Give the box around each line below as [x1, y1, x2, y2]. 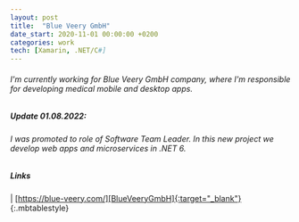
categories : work [10, 37, 75, 47]
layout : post [10, 12, 59, 22]
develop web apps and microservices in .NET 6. [10, 143, 187, 153]
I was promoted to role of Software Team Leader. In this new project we [10, 133, 275, 144]
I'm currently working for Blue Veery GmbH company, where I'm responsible [10, 73, 291, 85]
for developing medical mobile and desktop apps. [10, 83, 193, 94]
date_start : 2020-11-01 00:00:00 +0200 [10, 29, 159, 38]
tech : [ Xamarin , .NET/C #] [10, 46, 106, 55]
